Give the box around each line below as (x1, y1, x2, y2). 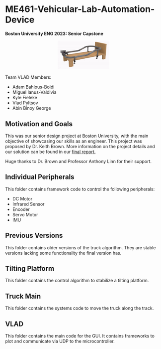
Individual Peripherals (5, 173, 75, 181)
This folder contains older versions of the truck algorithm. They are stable (5, 244, 156, 250)
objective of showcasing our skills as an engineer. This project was (5, 138, 143, 144)
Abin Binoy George (12, 105, 51, 111)
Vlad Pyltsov (12, 100, 38, 106)
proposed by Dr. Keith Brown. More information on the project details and (5, 144, 155, 150)
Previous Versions (5, 231, 63, 240)
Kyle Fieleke (12, 95, 37, 101)
